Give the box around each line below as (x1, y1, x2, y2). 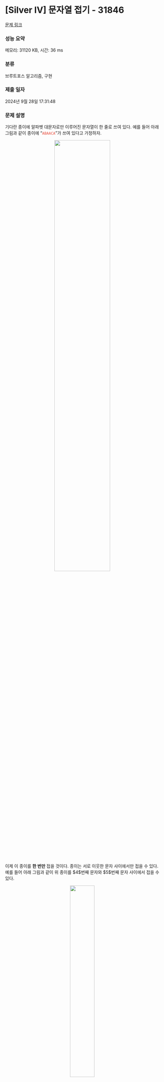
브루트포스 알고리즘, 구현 (5, 73, 52, 79)
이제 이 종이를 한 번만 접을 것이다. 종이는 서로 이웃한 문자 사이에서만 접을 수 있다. (5, 863, 159, 869)
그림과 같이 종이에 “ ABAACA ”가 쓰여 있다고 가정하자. (5, 130, 102, 136)
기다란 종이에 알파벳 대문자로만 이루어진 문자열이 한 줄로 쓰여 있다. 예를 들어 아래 (5, 124, 159, 130)
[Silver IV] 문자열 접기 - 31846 (5, 4, 124, 16)
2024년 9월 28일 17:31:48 (5, 98, 56, 104)
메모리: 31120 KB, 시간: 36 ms (5, 47, 64, 53)
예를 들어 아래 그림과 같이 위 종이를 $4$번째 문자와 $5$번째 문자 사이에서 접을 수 (5, 869, 160, 875)
